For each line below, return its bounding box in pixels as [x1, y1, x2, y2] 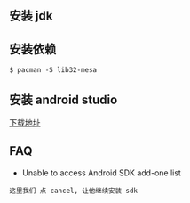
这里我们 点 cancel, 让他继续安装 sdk [9, 186, 139, 195]
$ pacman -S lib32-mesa [9, 66, 98, 75]
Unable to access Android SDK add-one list [21, 167, 182, 178]
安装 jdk [9, 8, 53, 24]
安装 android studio [9, 92, 118, 107]
